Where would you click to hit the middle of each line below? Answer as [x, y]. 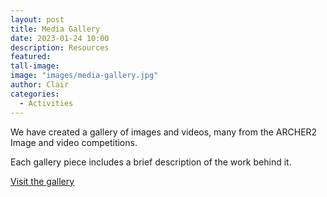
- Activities [46, 103]
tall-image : [35, 66]
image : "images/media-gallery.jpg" [84, 76]
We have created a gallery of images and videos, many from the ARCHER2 [164, 132]
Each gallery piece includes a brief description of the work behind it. [151, 162]
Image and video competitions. [74, 142]
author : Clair [40, 85]
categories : [35, 94]
